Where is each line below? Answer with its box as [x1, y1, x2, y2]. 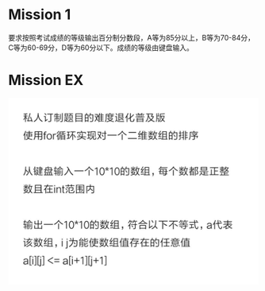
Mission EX [8, 72, 84, 89]
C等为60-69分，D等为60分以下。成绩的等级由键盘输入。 [8, 42, 194, 52]
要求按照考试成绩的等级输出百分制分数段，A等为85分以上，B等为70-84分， [8, 33, 255, 42]
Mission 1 [8, 6, 71, 24]
